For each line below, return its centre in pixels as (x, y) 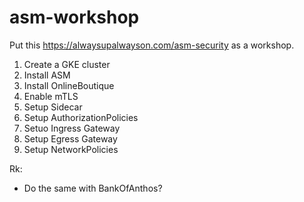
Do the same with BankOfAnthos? (93, 188)
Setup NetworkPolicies (71, 149)
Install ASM (47, 75)
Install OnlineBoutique (69, 85)
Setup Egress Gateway (70, 138)
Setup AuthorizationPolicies (81, 117)
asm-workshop (74, 17)
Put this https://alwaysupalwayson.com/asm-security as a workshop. (152, 45)
